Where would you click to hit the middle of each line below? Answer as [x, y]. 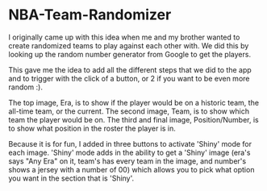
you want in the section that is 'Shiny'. [71, 178]
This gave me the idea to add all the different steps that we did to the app [130, 69]
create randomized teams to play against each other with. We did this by [129, 45]
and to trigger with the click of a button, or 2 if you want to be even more [129, 78]
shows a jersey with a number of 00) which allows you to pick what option [131, 169]
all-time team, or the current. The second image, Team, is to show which [129, 111]
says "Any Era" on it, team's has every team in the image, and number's [127, 161]
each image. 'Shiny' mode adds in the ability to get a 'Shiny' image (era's [129, 152]
